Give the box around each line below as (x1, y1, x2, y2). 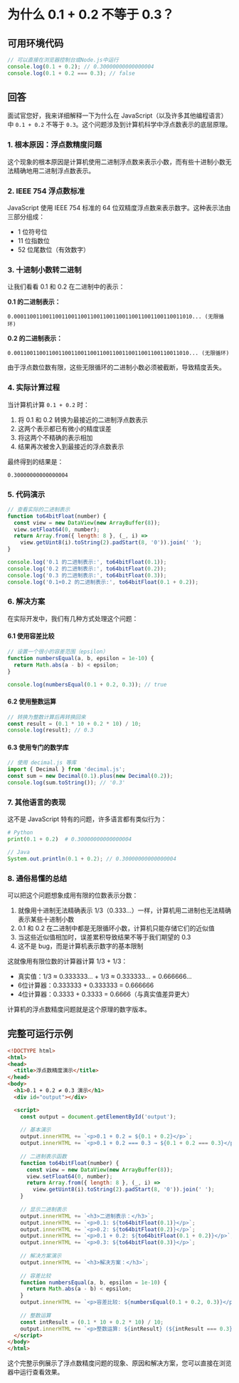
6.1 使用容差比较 (7, 632, 55, 640)
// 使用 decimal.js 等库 (7, 759, 77, 766)
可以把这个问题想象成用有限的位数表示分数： (7, 891, 139, 900)
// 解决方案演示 (20, 1253, 62, 1260)
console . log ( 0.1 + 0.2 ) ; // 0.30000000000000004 (7, 63, 154, 70)
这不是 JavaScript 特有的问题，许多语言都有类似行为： (7, 815, 167, 823)
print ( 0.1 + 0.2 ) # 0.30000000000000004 (7, 836, 132, 843)
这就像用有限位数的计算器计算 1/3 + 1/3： (7, 957, 128, 966)
